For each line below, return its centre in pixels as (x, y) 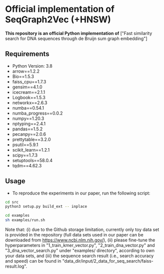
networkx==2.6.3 (30, 103)
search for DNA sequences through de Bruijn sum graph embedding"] (76, 39)
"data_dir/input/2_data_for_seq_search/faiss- (108, 261)
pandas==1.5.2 (27, 129)
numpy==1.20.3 (28, 118)
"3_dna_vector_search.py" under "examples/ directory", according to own (80, 251)
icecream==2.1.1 (29, 92)
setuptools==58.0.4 (32, 160)
